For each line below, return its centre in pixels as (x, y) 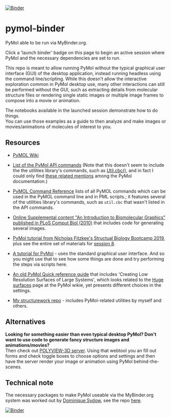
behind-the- (146, 361)
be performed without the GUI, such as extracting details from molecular (82, 89)
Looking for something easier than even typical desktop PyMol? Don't (81, 334)
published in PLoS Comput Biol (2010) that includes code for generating (88, 223)
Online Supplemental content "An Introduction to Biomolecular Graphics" (89, 217)
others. (20, 306)
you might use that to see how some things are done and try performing (88, 259)
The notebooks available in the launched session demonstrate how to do (82, 110)
